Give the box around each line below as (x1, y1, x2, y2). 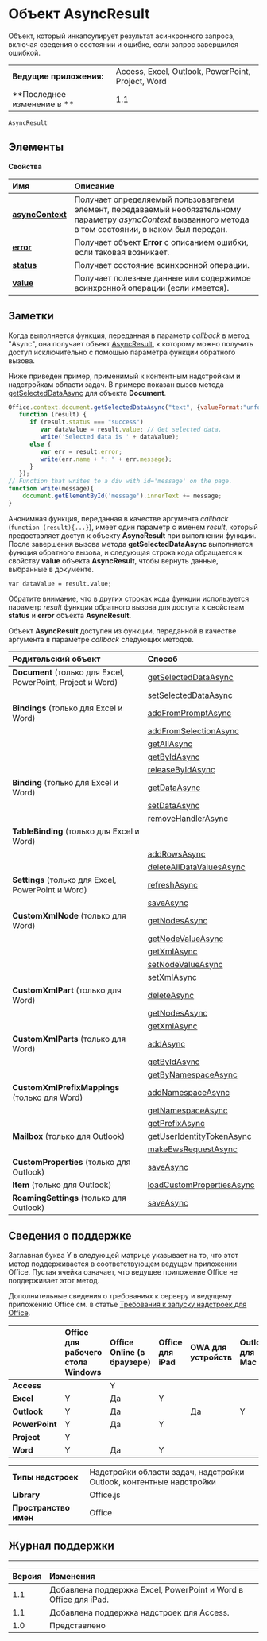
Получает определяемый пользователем (74, 194, 234, 205)
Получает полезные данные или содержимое (74, 272, 252, 283)
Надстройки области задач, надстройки (89, 1466, 245, 1477)
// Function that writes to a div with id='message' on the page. (8, 478, 233, 486)
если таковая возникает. (74, 246, 170, 257)
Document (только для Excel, (12, 667, 125, 678)
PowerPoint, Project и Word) (12, 676, 118, 687)
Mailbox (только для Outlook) (12, 1130, 126, 1141)
